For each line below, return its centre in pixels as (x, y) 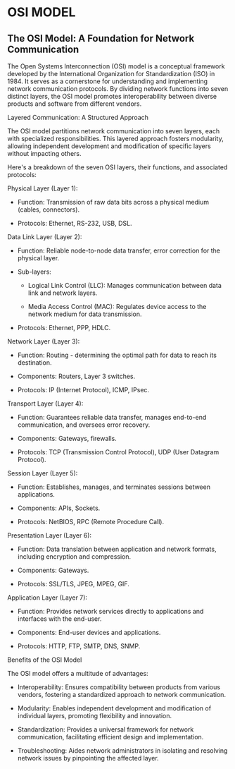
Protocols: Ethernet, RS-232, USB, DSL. (75, 223)
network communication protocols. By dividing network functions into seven (118, 89)
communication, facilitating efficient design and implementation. (110, 737)
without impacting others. (44, 153)
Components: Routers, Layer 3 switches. (76, 376)
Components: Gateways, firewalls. (67, 438)
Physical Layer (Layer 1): (43, 188)
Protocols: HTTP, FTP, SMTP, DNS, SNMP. (79, 646)
